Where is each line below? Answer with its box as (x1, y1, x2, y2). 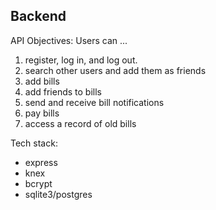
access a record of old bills (24, 117, 137, 129)
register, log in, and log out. (24, 54, 138, 66)
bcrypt (24, 177, 53, 189)
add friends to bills (24, 85, 102, 98)
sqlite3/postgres (24, 188, 93, 200)
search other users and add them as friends (24, 64, 207, 76)
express (24, 156, 58, 168)
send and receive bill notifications (24, 96, 165, 108)
